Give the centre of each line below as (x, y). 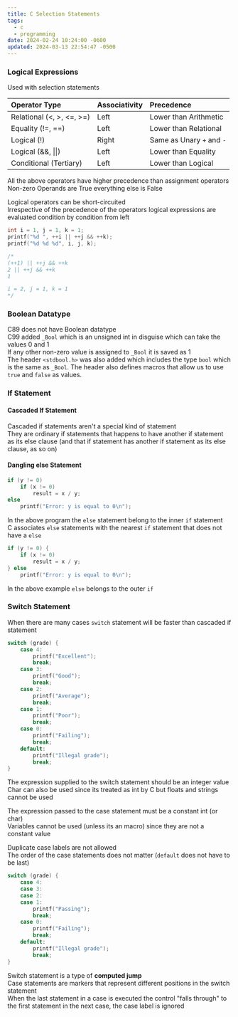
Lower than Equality (183, 152)
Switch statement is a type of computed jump (75, 975)
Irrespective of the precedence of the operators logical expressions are (112, 210)
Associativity (120, 105)
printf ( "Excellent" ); (65, 656)
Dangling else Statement (44, 465)
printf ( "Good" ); (57, 676)
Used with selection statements (53, 88)
